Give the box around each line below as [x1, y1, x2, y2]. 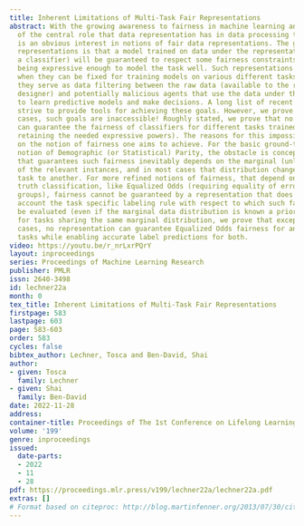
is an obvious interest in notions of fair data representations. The [17, 38, 290, 48]
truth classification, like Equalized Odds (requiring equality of [17, 182, 278, 191]
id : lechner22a [9, 283, 67, 292]
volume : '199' [9, 426, 63, 435]
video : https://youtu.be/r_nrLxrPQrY [9, 241, 152, 250]
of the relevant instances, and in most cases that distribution [17, 165, 270, 174]
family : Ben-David [17, 393, 88, 402]
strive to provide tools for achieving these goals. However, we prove [17, 106, 294, 115]
